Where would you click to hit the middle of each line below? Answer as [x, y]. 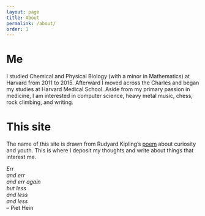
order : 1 [17, 29]
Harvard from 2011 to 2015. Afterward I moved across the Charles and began [103, 83]
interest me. [21, 157]
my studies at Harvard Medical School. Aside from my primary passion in [98, 89]
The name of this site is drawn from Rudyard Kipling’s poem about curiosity [101, 144]
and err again [24, 182]
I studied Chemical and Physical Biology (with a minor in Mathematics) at [98, 76]
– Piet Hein [20, 208]
